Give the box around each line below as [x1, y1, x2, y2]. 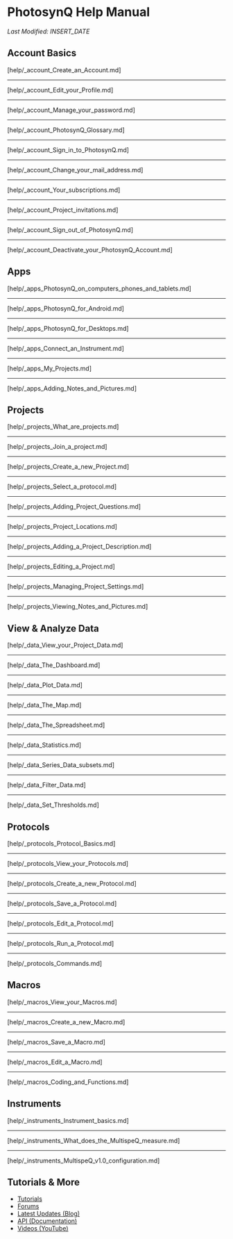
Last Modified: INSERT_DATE [7, 27, 90, 35]
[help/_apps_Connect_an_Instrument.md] [7, 344, 125, 352]
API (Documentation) [17, 1217, 78, 1225]
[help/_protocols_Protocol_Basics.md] [7, 839, 116, 848]
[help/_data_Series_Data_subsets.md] [7, 761, 115, 769]
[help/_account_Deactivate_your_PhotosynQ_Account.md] [7, 245, 173, 254]
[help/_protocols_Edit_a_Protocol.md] [7, 919, 114, 928]
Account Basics [7, 47, 77, 59]
